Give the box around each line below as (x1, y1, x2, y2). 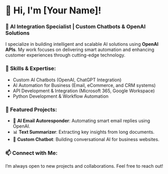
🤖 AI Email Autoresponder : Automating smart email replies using (12, 118, 151, 124)
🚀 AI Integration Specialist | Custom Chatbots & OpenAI (5, 23, 146, 30)
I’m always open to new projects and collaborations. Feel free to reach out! (5, 163, 163, 169)
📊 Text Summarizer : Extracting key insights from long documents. (12, 129, 155, 135)
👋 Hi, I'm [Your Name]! (5, 5, 102, 16)
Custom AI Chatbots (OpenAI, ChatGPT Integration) (12, 77, 122, 83)
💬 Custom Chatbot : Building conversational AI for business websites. (12, 136, 160, 143)
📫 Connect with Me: (5, 149, 58, 156)
